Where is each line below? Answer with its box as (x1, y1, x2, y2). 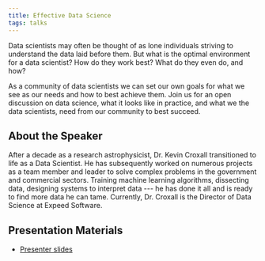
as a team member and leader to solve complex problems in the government (8, 167, 257, 176)
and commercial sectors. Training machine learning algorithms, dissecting (8, 176, 249, 185)
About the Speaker (8, 129, 103, 142)
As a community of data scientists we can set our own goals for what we (8, 81, 245, 91)
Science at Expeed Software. (8, 201, 103, 210)
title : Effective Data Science (8, 11, 112, 20)
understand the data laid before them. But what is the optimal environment (8, 49, 251, 59)
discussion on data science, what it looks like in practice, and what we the (8, 98, 250, 108)
